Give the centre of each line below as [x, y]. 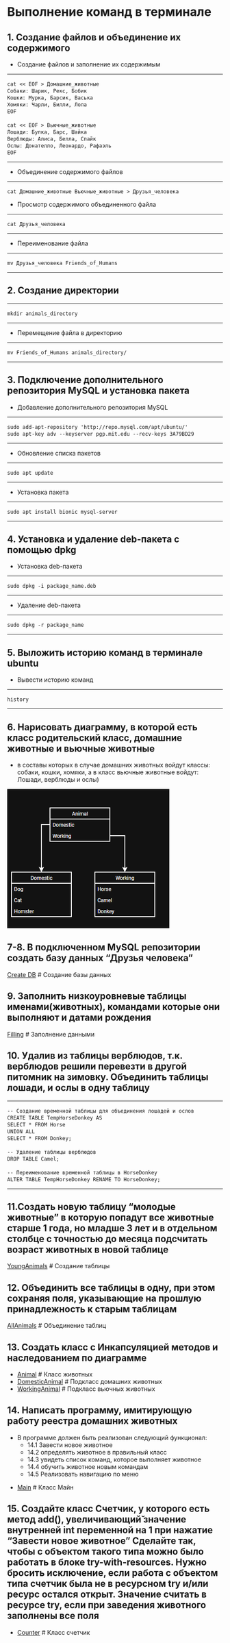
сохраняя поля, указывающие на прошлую [104, 1298]
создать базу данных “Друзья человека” [100, 958]
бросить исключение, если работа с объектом [113, 1573]
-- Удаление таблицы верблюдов [52, 1152]
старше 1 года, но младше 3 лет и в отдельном [112, 1228]
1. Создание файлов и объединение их [94, 37]
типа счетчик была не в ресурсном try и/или [108, 1584]
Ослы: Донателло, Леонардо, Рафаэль [59, 146]
